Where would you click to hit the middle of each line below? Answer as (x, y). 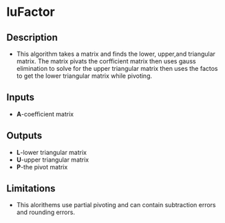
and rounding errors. (45, 212)
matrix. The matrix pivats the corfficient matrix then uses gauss (106, 61)
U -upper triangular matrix (53, 160)
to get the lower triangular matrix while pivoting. (84, 76)
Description (32, 38)
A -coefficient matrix (45, 114)
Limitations (31, 189)
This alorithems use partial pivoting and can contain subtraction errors (116, 205)
